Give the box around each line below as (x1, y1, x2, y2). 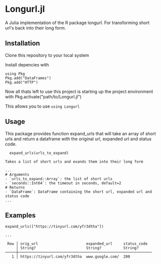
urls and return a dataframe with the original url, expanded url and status (5, 136, 152, 142)
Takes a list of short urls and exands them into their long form (5, 159, 143, 164)
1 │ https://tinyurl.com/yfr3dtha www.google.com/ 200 (11, 254, 131, 259)
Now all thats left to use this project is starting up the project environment (5, 88, 153, 94)
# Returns (5, 185, 25, 190)
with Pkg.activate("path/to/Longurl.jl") (5, 93, 82, 99)
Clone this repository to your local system (5, 52, 89, 58)
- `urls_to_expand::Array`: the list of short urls (5, 176, 113, 181)
